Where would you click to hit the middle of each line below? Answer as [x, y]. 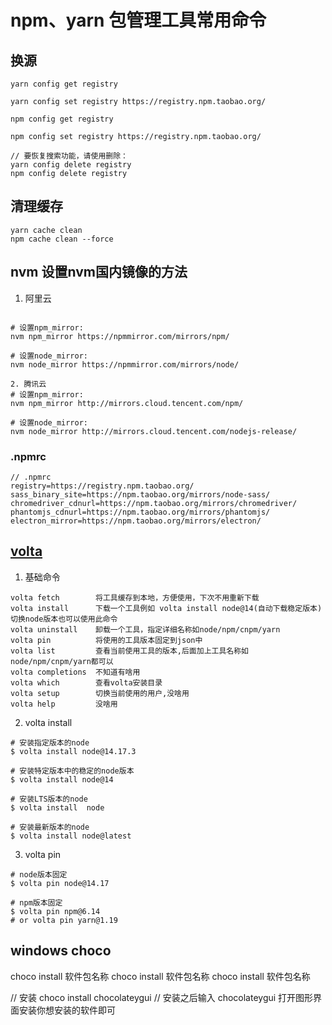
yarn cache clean [46, 230]
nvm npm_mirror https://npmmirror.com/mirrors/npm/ [120, 336]
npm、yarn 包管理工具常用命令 [138, 20]
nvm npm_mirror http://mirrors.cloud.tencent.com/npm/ [127, 403]
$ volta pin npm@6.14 [55, 911]
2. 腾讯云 [28, 384]
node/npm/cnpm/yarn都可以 [62, 661]
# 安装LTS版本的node [49, 799]
